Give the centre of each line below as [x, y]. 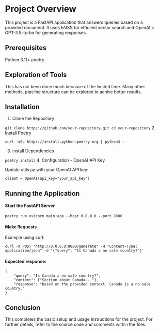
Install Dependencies [33, 151]
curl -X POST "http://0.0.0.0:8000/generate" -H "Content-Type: [71, 246]
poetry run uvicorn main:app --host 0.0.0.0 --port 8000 [64, 216]
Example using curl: [25, 237]
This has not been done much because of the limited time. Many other [75, 86]
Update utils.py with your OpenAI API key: [47, 170]
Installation [22, 107]
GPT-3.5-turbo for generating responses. [46, 32]
